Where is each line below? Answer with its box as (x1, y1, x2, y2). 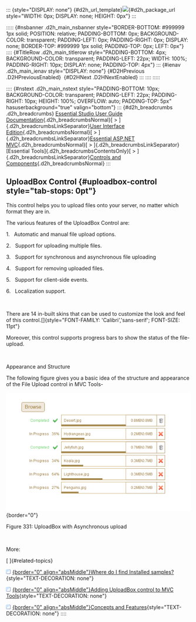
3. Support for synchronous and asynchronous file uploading (6, 253, 157, 261)
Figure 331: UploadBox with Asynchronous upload (6, 523, 127, 530)
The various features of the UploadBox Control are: (6, 219, 130, 226)
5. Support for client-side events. (6, 276, 89, 283)
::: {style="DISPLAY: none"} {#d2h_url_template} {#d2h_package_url (6, 6, 175, 13)
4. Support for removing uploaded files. (6, 265, 104, 272)
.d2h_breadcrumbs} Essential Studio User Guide (6, 110, 123, 117)
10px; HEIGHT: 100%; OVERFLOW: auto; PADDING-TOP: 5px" (24, 97, 172, 104)
